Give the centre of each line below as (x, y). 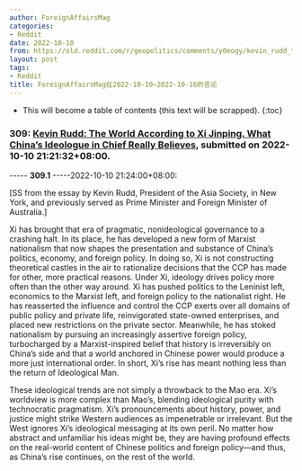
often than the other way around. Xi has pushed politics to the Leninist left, (147, 286)
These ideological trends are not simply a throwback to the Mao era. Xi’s (143, 390)
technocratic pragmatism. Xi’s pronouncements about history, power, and (145, 409)
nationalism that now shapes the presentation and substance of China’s (142, 248)
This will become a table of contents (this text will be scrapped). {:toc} (152, 110)
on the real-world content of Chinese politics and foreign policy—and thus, (147, 447)
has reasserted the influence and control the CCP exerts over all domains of (150, 306)
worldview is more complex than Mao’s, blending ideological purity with (142, 399)
